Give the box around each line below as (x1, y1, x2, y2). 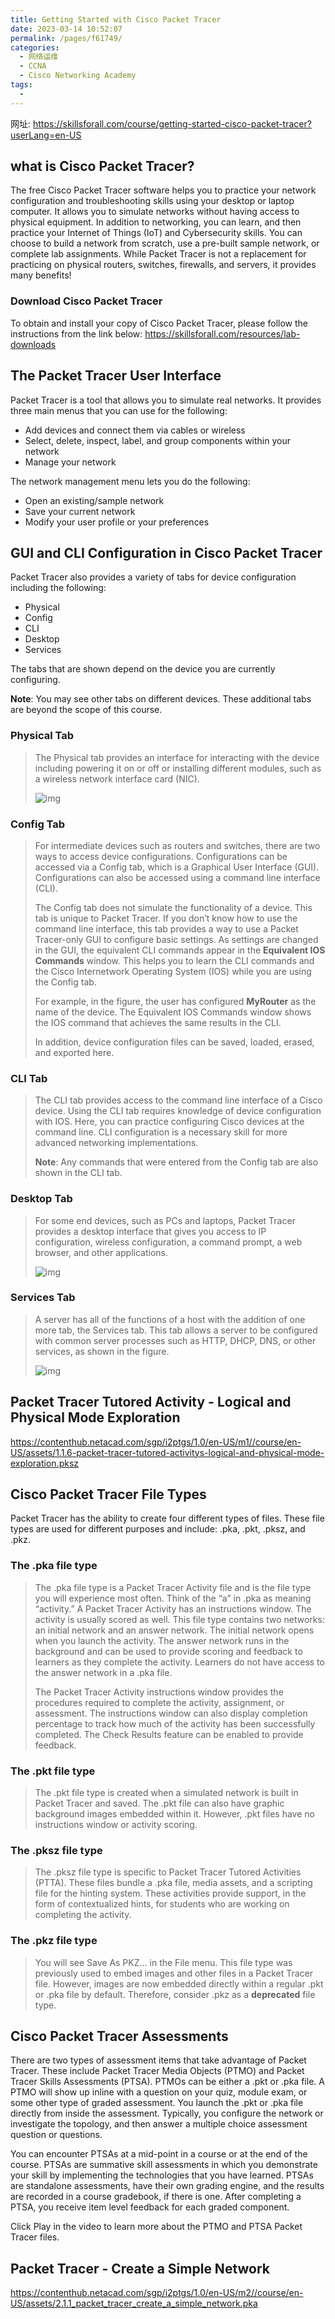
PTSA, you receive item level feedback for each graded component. (10, 2201, 290, 2213)
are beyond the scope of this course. (10, 704, 163, 716)
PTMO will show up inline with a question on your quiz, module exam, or (10, 2086, 308, 2098)
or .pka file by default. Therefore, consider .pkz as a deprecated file (34, 1988, 316, 2000)
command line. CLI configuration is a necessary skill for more (34, 1126, 288, 1138)
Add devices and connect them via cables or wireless (24, 424, 246, 436)
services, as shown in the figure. (34, 1345, 170, 1357)
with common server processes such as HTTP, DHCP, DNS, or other (34, 1334, 317, 1346)
